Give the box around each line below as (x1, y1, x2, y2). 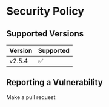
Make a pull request (6, 93, 56, 101)
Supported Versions (6, 29, 84, 39)
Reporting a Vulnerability (6, 77, 103, 88)
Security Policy (6, 4, 85, 18)
